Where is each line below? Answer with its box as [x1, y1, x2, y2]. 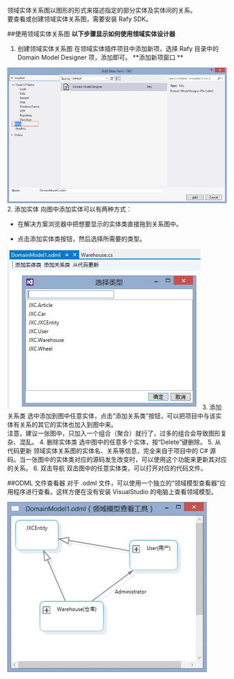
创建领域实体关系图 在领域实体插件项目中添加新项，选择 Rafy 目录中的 [17, 45, 219, 52]
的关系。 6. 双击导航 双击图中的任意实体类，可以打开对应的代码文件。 [7, 464, 208, 472]
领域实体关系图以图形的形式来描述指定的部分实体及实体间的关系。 [7, 6, 196, 14]
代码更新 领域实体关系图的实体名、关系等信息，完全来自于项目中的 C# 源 [7, 447, 216, 455]
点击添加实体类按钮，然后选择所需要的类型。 [17, 234, 146, 243]
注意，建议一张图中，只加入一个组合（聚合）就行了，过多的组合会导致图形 [7, 429, 221, 438]
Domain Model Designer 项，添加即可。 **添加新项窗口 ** [17, 53, 184, 61]
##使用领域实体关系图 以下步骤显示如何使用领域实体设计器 [7, 30, 175, 38]
